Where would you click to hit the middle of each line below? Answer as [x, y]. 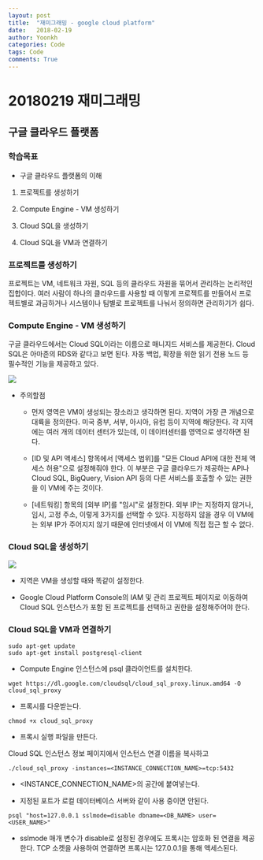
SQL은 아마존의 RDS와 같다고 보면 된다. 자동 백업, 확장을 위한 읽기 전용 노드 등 [129, 354]
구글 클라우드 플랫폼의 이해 [61, 175]
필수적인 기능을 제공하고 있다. [54, 364]
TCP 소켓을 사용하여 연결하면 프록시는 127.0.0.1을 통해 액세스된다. [137, 847]
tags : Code [26, 52]
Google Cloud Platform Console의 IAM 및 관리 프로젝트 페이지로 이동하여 [134, 597]
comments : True [33, 60]
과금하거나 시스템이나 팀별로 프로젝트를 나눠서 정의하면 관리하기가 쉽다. [144, 303]
